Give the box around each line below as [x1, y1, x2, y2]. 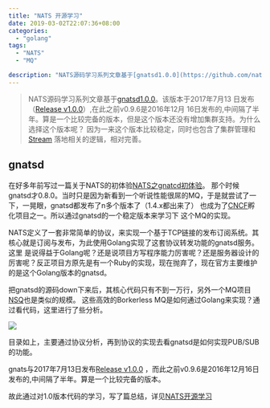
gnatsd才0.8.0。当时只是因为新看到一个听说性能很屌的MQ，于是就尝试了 [8, 190, 250, 200]
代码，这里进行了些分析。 [22, 304, 107, 314]
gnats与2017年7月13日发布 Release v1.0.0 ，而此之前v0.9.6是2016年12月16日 [8, 364, 260, 373]
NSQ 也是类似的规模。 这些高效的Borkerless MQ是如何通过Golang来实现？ [8, 295, 253, 304]
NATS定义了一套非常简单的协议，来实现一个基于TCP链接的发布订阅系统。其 [8, 227, 260, 237]
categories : [8, 27, 48, 35]
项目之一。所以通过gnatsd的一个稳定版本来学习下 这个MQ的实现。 [14, 210, 235, 220]
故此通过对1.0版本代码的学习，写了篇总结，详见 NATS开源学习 [8, 391, 213, 401]
